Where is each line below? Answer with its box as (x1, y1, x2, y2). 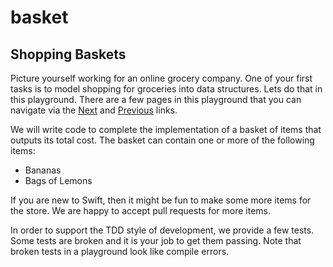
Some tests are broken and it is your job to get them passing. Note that (10, 235, 302, 246)
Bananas (24, 164, 62, 176)
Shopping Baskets (10, 46, 127, 63)
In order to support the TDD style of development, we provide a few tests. (10, 224, 315, 236)
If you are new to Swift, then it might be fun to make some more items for (10, 194, 312, 206)
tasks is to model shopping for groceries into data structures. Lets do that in (10, 83, 323, 95)
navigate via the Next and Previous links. (10, 104, 178, 116)
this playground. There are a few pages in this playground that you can (10, 94, 302, 105)
